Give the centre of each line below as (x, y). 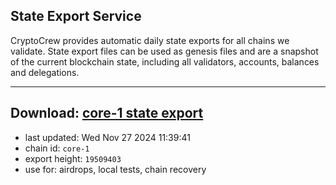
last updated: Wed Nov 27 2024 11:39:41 (107, 137)
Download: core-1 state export (107, 113)
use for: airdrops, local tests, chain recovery (115, 169)
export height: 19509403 (73, 158)
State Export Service (76, 16)
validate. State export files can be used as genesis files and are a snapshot (164, 51)
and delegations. (45, 72)
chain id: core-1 (57, 148)
